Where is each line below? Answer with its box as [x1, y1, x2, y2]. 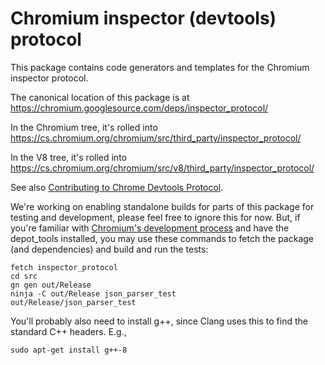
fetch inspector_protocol [10, 262, 118, 272]
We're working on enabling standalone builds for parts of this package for [10, 200, 315, 212]
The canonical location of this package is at [10, 91, 190, 103]
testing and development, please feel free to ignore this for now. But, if [10, 211, 301, 223]
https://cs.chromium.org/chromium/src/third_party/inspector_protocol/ [10, 132, 302, 144]
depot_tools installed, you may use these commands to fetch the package [10, 232, 315, 244]
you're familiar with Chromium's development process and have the [10, 222, 290, 234]
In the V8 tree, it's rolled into [10, 151, 127, 163]
